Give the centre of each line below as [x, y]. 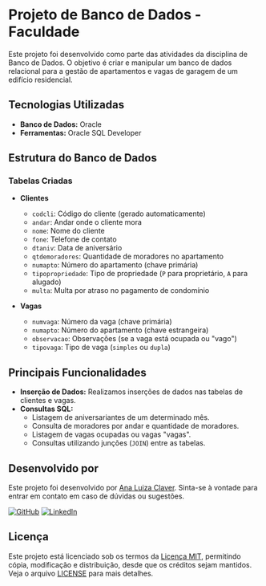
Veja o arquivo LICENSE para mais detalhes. [81, 573]
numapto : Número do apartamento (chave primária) [115, 265]
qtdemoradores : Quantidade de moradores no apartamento [128, 256]
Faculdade [44, 32]
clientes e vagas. [48, 401]
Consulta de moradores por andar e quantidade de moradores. [135, 426]
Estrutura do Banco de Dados [83, 158]
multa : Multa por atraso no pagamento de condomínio [121, 291]
